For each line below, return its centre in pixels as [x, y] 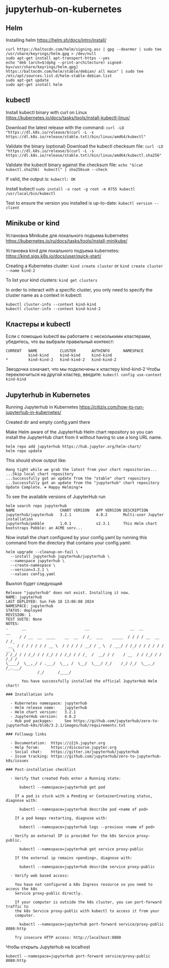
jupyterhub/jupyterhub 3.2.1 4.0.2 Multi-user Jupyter [85, 515]
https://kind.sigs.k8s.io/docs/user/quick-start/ [53, 256]
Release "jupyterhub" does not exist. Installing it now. [68, 593]
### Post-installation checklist [41, 770]
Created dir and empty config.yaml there [48, 422]
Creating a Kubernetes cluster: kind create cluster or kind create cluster [84, 266]
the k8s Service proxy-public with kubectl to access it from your [87, 911]
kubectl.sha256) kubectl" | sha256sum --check [57, 170]
